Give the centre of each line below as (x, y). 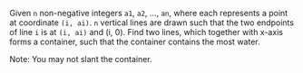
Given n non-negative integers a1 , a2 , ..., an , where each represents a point (149, 13)
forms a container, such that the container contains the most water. (135, 41)
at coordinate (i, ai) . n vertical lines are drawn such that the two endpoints (152, 23)
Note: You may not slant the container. (81, 59)
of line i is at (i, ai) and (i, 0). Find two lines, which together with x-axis (147, 32)
